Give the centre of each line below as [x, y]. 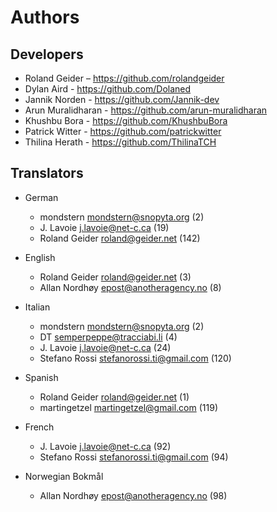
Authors [45, 17]
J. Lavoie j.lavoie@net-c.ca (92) [105, 446]
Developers [47, 54]
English [40, 257]
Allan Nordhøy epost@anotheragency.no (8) [130, 287]
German [41, 197]
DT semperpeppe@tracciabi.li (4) [108, 337]
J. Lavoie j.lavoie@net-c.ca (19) [104, 227]
